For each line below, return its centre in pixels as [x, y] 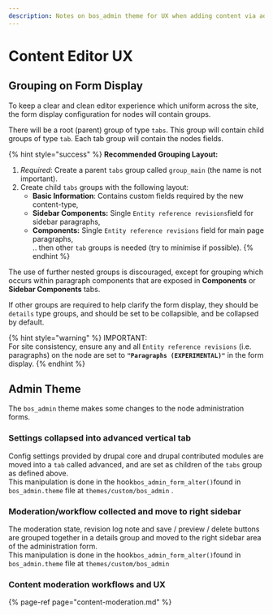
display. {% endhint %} [47, 363]
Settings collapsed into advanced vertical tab [100, 438]
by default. [26, 322]
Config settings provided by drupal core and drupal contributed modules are [136, 456]
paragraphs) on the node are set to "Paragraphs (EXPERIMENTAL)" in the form [136, 355]
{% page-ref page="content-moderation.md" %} [90, 602]
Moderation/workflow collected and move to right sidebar [125, 511]
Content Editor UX [71, 56]
